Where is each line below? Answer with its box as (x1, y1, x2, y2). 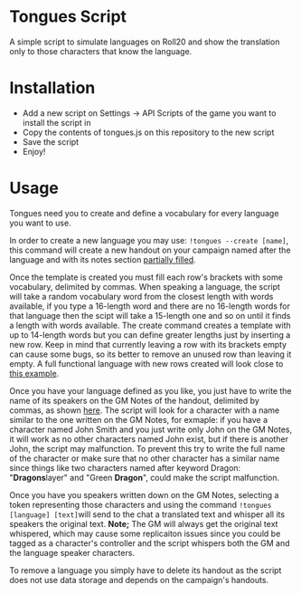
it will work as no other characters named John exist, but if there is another (9, 433, 289, 445)
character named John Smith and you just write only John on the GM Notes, (9, 424, 293, 435)
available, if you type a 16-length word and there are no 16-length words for (9, 301, 291, 311)
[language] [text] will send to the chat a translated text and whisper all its (9, 509, 286, 520)
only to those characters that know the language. (9, 45, 193, 56)
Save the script (22, 136, 80, 147)
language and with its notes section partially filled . (9, 254, 196, 264)
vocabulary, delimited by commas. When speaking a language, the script (9, 281, 280, 292)
